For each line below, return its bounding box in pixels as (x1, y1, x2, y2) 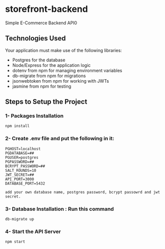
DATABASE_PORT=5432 (5, 181, 45, 186)
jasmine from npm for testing (12, 83, 72, 89)
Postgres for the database (12, 57, 66, 63)
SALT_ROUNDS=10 (5, 168, 37, 173)
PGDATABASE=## (5, 150, 35, 155)
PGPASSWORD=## (5, 159, 35, 164)
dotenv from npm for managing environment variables (12, 67, 123, 73)
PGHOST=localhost (5, 146, 41, 151)
